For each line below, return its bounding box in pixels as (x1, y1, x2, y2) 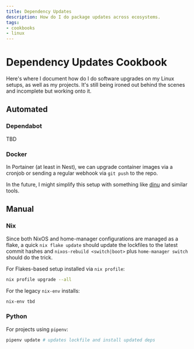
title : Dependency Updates (6, 8, 72, 15)
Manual (6, 204, 34, 214)
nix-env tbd (6, 299, 35, 304)
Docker (6, 150, 27, 158)
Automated (6, 104, 48, 114)
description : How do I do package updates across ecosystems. (6, 14, 161, 20)
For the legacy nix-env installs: (6, 287, 80, 294)
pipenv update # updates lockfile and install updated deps (6, 337, 156, 343)
